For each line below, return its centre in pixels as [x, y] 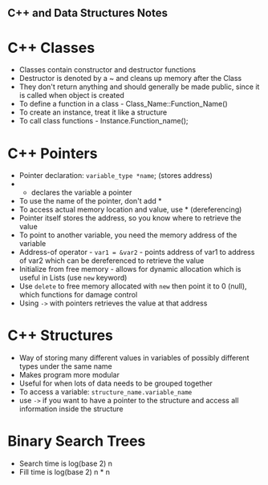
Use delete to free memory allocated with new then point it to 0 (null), [133, 286]
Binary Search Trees [77, 441]
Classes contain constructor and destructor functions [108, 70]
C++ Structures [61, 335]
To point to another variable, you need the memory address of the [128, 235]
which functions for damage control [78, 295]
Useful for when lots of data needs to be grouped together [116, 383]
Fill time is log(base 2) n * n [64, 472]
